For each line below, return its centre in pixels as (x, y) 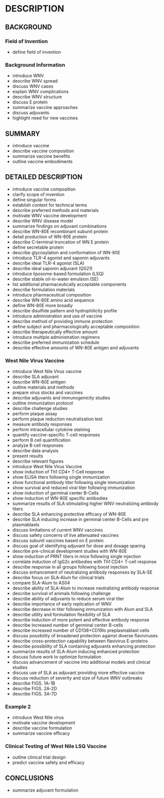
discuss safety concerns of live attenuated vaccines (65, 535)
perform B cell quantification (41, 440)
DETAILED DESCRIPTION (44, 177)
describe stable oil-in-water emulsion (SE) (55, 279)
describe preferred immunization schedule (56, 342)
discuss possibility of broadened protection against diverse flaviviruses (85, 636)
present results (28, 456)
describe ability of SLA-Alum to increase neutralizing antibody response (86, 588)
